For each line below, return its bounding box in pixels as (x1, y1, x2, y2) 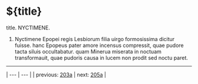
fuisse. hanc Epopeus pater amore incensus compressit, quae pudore (14, 42, 184, 49)
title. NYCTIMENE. (6, 24, 50, 31)
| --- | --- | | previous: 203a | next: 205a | (6, 71, 106, 78)
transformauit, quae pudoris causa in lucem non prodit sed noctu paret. (14, 54, 189, 61)
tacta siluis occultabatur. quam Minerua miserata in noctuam (14, 48, 162, 55)
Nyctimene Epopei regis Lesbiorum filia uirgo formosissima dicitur (14, 35, 175, 42)
